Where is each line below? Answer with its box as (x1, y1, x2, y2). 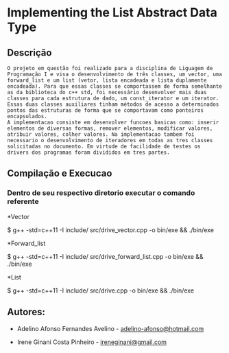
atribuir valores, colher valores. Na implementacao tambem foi (7, 131, 195, 138)
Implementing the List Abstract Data (7, 5, 217, 21)
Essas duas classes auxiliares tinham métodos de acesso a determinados (7, 101, 219, 108)
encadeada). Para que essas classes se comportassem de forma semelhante (7, 83, 223, 90)
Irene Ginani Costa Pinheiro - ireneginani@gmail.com (16, 338, 167, 346)
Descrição (7, 47, 52, 58)
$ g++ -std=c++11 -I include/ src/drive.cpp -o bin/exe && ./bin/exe (7, 286, 194, 295)
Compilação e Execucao (7, 168, 112, 179)
